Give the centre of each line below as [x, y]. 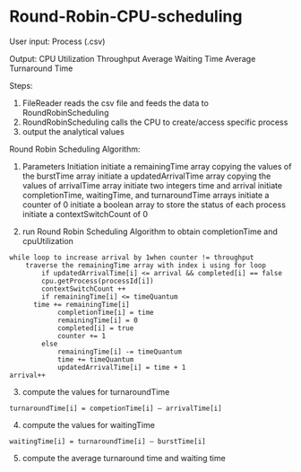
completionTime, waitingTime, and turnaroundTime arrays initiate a [146, 195]
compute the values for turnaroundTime [96, 391]
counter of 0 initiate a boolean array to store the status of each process [154, 205]
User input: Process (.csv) [57, 41]
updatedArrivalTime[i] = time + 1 [121, 367]
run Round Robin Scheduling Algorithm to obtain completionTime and [150, 232]
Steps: [21, 85]
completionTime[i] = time [105, 312]
